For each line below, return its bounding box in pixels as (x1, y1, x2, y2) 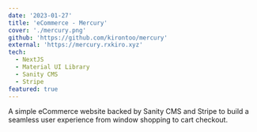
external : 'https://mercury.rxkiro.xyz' (8, 41, 144, 49)
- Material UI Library (15, 63, 90, 71)
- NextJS (15, 56, 44, 64)
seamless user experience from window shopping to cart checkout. (8, 115, 228, 125)
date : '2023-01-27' (8, 11, 73, 20)
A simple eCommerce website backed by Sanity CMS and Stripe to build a (8, 107, 249, 116)
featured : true (8, 85, 59, 93)
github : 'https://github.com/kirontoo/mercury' (8, 33, 168, 42)
